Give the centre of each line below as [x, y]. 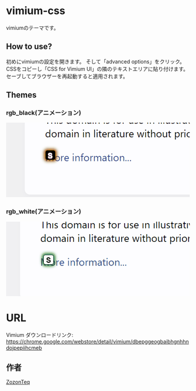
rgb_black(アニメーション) [44, 113]
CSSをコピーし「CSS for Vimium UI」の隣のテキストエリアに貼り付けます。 [97, 69]
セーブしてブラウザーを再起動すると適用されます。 [67, 76]
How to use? [29, 47]
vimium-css [36, 11]
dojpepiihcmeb [24, 348]
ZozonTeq [18, 382]
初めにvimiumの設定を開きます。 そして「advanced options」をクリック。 [96, 61]
